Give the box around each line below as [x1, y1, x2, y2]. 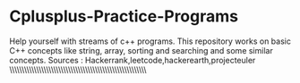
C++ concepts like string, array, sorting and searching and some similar [9, 45, 273, 55]
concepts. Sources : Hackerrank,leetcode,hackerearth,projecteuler [9, 54, 256, 65]
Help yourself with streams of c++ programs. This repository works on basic [9, 36, 291, 46]
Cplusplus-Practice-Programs [9, 6, 239, 27]
